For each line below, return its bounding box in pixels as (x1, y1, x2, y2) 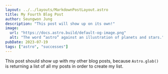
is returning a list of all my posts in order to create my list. (5, 63, 123, 69)
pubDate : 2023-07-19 (5, 40, 48, 45)
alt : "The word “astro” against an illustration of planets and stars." (9, 35, 164, 40)
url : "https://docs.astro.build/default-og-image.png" (9, 30, 126, 35)
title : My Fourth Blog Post (5, 12, 64, 17)
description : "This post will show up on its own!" (5, 21, 115, 26)
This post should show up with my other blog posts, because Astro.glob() (5, 58, 159, 64)
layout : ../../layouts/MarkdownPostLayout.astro (5, 7, 108, 12)
